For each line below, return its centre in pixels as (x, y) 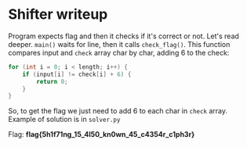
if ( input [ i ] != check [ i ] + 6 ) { (77, 74)
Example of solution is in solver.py (64, 120)
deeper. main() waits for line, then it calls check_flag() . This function (119, 44)
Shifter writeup (58, 14)
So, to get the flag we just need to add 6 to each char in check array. (118, 111)
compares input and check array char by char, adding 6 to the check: (119, 52)
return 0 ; (52, 81)
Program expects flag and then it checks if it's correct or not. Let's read (123, 36)
